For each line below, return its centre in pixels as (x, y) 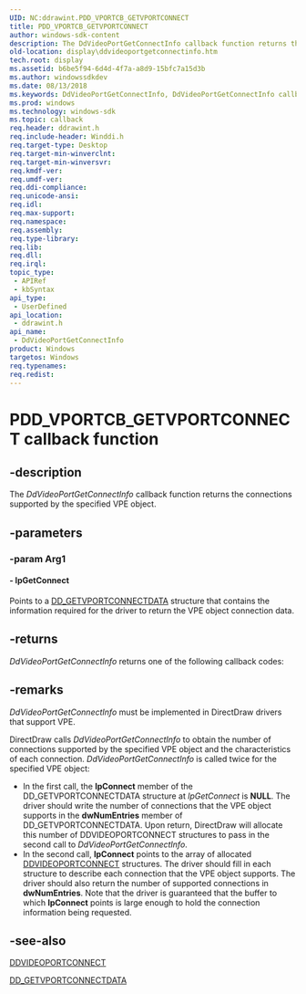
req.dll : (26, 256)
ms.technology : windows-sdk (63, 111)
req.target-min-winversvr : (61, 162)
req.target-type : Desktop (58, 145)
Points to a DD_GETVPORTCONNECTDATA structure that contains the (140, 601)
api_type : (28, 298)
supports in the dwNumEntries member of (102, 815)
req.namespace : (38, 221)
